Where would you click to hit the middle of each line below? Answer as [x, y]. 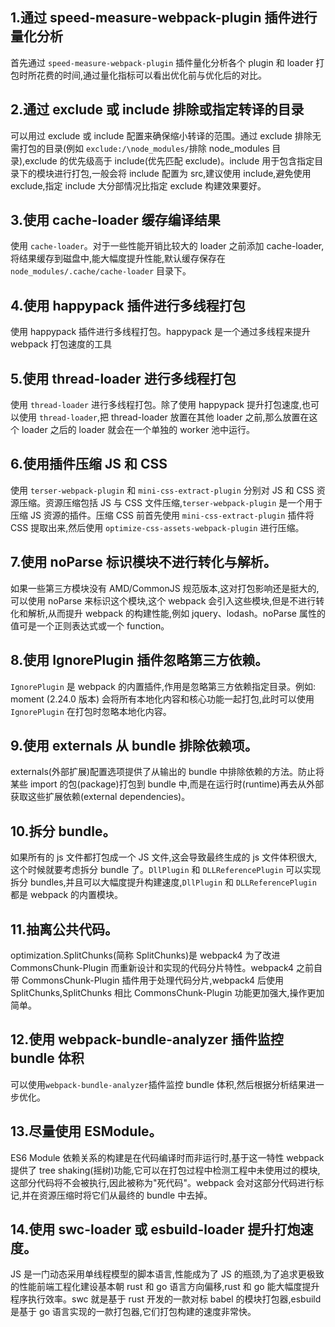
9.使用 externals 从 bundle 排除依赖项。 [134, 745]
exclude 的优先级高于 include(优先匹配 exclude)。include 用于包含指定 [169, 160]
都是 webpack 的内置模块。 [67, 895]
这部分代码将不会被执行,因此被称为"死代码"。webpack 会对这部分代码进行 [163, 1182]
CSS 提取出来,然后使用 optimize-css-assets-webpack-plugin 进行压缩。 [157, 527]
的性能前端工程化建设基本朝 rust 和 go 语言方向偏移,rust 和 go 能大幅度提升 [165, 1287]
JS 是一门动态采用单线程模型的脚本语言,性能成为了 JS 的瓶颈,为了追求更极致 [167, 1274]
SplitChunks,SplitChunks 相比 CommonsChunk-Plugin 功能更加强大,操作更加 [167, 992]
